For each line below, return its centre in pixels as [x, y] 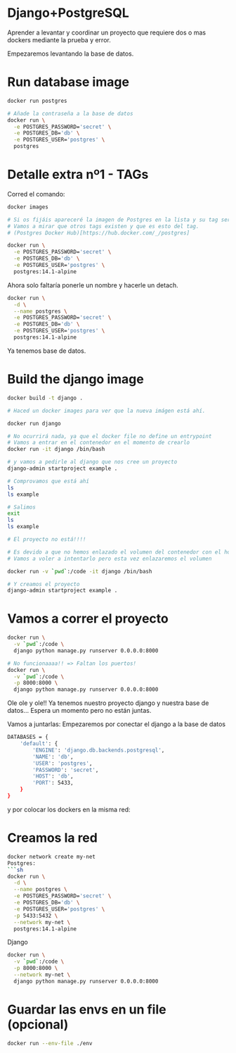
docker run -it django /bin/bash [56, 449]
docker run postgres [38, 101]
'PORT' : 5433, [53, 783]
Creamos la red [53, 838]
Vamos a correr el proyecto [88, 619]
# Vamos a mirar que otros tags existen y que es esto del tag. [103, 226]
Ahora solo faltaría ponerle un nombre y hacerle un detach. [93, 285]
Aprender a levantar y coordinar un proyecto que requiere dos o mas [106, 32]
